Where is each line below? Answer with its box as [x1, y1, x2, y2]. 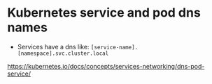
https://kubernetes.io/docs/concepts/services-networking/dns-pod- [7, 62, 205, 70]
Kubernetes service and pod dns [7, 5, 201, 21]
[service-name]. [90, 44, 139, 51]
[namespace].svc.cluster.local [17, 50, 109, 57]
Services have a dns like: [17, 42, 90, 51]
